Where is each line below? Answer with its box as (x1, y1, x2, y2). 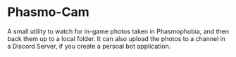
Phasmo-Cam (7, 4, 89, 20)
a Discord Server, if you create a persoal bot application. (7, 42, 171, 50)
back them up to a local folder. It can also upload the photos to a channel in (7, 34, 226, 42)
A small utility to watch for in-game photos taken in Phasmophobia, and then (7, 27, 229, 35)
